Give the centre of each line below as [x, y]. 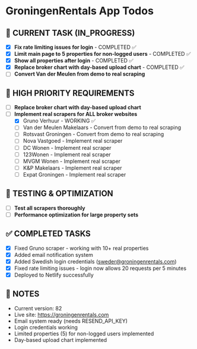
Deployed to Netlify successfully [54, 275]
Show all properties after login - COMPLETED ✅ [74, 61]
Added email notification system [53, 254]
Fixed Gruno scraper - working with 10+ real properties [81, 248]
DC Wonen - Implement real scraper [67, 147]
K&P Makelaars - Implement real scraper [72, 168]
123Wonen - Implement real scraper [67, 154]
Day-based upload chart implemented [61, 339]
